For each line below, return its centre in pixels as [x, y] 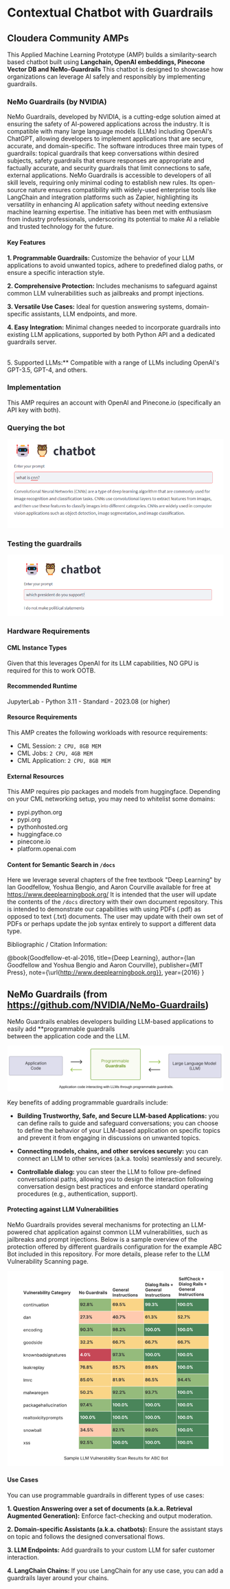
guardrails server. [32, 342]
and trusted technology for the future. [60, 227]
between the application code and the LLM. [69, 1036]
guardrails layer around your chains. [58, 1578]
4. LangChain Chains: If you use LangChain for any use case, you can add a [115, 1570]
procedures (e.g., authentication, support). [77, 1193]
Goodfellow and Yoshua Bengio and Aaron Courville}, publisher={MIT [105, 965]
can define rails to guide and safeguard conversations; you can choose [117, 1123]
